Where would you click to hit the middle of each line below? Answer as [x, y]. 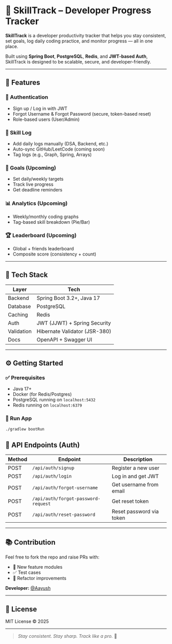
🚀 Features [23, 83]
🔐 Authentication [27, 97]
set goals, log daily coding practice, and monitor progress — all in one [79, 41]
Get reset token [130, 501]
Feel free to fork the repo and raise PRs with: [52, 557]
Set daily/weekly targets [38, 179]
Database [19, 306]
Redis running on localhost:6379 [47, 405]
